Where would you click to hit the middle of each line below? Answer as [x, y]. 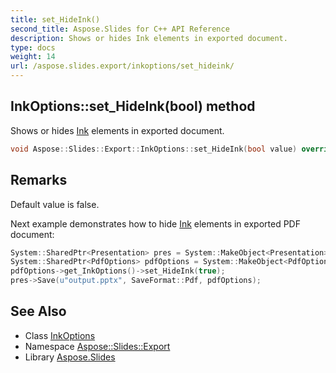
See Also [38, 311]
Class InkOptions [60, 335]
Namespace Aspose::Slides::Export [97, 346]
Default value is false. [55, 204]
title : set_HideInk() [55, 19]
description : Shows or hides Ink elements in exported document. [149, 38]
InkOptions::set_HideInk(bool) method [133, 106]
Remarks [39, 180]
